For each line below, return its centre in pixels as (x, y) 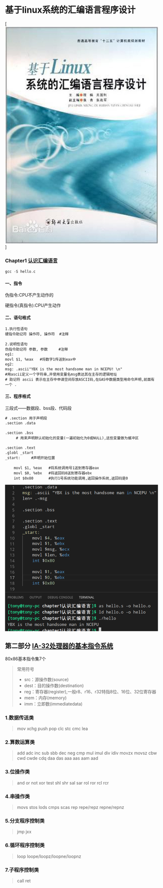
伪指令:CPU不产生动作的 (29, 295)
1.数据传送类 (19, 718)
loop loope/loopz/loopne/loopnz (49, 856)
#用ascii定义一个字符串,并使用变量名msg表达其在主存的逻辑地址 (61, 374)
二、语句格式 (18, 317)
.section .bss (19, 433)
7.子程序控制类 (22, 870)
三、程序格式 (18, 396)
